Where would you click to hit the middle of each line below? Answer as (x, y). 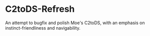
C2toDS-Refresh (40, 9)
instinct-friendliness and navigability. (43, 28)
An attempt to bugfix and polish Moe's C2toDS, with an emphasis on (75, 23)
